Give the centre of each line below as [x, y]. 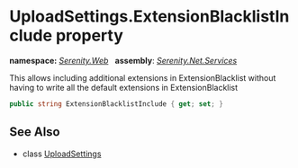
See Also [35, 132]
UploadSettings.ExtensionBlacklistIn [149, 17]
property [90, 35]
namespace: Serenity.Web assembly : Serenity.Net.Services [123, 60]
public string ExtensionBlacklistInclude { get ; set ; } [116, 104]
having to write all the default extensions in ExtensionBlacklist [124, 87]
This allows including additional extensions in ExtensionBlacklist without [143, 77]
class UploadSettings [62, 154]
